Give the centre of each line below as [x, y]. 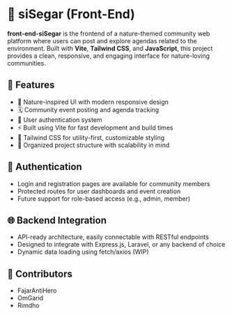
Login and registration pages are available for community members [114, 183]
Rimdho [28, 305]
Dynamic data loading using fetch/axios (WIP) [83, 252]
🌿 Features [31, 85]
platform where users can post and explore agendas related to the [102, 40]
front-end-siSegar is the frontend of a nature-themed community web [109, 33]
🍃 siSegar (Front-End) [71, 14]
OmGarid [30, 298]
